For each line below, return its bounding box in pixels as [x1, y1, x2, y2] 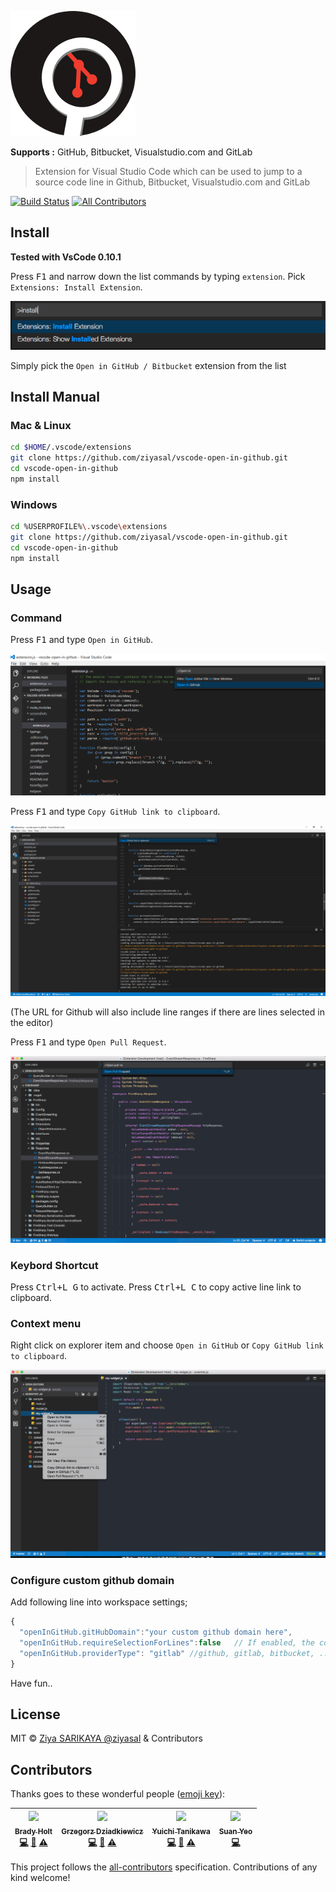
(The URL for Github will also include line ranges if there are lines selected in [10, 1006, 325, 1018]
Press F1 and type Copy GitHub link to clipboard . [10, 806, 221, 818]
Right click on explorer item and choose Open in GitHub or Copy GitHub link [10, 1339, 324, 1351]
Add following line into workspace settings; [10, 1596, 188, 1608]
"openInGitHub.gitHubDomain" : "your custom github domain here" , [19, 1627, 293, 1638]
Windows [10, 497, 58, 511]
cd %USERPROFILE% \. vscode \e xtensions [10, 522, 168, 532]
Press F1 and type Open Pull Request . [10, 1036, 167, 1048]
